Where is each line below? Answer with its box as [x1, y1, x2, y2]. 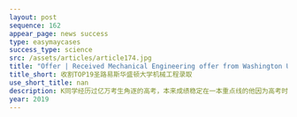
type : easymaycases [9, 37, 81, 47]
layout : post [9, 12, 57, 22]
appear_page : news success [9, 29, 109, 38]
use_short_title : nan [9, 78, 89, 87]
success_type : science [9, 46, 93, 55]
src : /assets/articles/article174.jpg [9, 54, 152, 62]
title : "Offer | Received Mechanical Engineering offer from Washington [9, 62, 283, 71]
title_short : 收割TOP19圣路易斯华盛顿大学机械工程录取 [9, 70, 193, 79]
